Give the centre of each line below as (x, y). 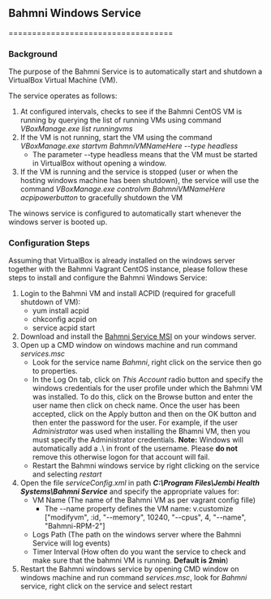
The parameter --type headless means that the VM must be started (145, 155)
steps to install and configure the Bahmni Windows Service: (108, 278)
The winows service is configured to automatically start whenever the (125, 213)
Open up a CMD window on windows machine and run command (129, 345)
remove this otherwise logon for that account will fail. (121, 457)
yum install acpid (60, 310)
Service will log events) (71, 543)
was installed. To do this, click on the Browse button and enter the (142, 397)
